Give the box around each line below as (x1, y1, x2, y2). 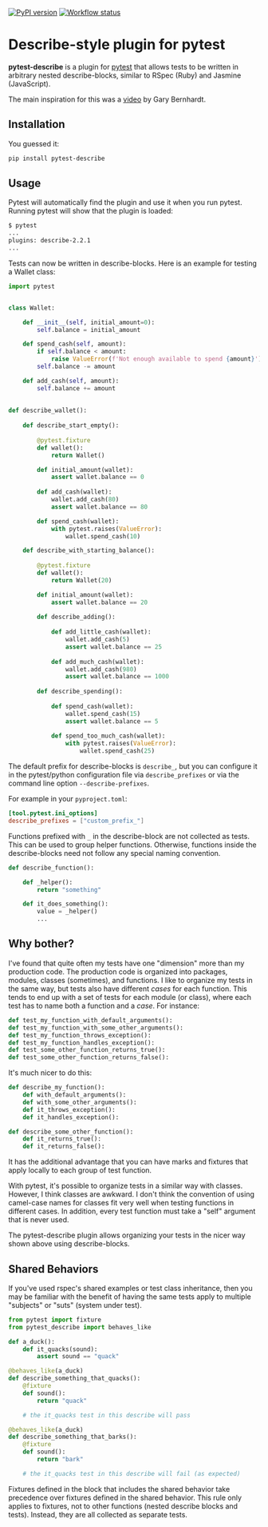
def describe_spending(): (37, 688, 124, 696)
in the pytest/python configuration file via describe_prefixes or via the (8, 770, 239, 780)
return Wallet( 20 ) (50, 576, 112, 584)
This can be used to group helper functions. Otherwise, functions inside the (8, 840, 257, 849)
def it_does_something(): (22, 900, 109, 908)
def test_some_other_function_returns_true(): (8, 1046, 166, 1054)
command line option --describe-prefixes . (8, 778, 150, 788)
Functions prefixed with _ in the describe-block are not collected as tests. (8, 831, 250, 841)
